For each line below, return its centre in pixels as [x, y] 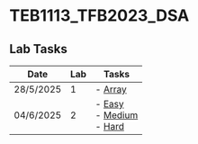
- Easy [109, 104]
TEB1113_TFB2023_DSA [99, 16]
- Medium [117, 115]
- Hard [109, 126]
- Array [111, 89]
